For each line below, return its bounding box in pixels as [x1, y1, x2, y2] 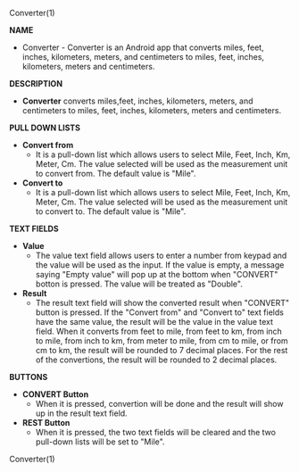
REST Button [21, 418, 71, 427]
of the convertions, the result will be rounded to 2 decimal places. [35, 354, 278, 365]
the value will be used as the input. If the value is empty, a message [35, 260, 285, 270]
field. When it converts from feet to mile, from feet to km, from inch [35, 326, 283, 336]
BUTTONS [9, 372, 48, 382]
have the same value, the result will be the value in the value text [35, 317, 274, 327]
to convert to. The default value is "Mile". [35, 206, 187, 217]
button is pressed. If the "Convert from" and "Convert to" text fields [35, 307, 284, 318]
